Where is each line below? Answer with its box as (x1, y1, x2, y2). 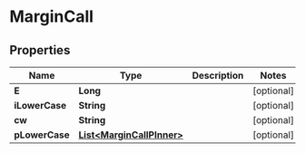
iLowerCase (14, 100, 67, 111)
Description (192, 70, 244, 81)
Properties (9, 43, 71, 58)
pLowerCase (14, 129, 70, 141)
